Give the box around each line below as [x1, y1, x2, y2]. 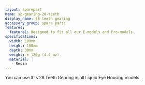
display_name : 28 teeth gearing [5, 16, 70, 21]
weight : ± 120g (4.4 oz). [9, 52, 62, 57]
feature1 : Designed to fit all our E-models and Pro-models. [9, 30, 135, 34]
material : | [9, 57, 34, 62]
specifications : [5, 34, 38, 39]
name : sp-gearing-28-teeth [5, 12, 59, 17]
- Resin [11, 61, 27, 66]
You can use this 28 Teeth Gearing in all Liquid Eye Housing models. [5, 75, 141, 81]
